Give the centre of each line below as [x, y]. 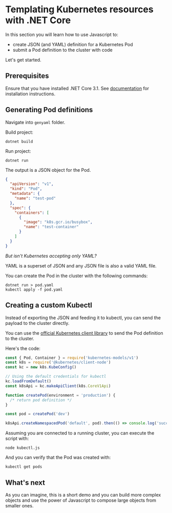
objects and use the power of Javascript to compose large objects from [81, 500]
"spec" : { [20, 208]
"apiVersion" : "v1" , [32, 184]
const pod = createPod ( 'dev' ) [38, 414]
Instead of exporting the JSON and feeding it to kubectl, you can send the [83, 317]
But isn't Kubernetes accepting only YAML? [51, 256]
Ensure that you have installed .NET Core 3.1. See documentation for [77, 88]
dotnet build [19, 141]
